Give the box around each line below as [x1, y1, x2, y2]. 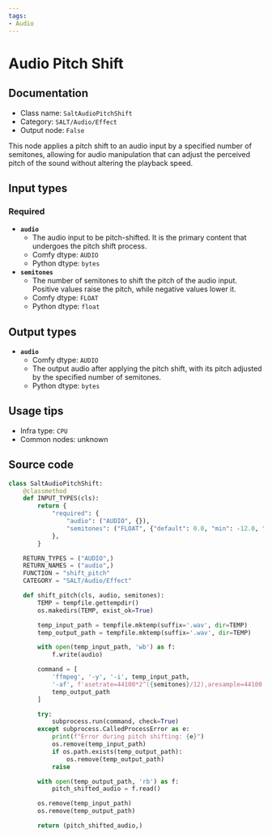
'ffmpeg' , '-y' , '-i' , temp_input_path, [51, 673, 190, 681]
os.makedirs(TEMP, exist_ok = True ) [37, 606, 154, 615]
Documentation [8, 87, 89, 100]
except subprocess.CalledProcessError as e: [37, 725, 190, 734]
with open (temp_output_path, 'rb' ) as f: [37, 777, 180, 785]
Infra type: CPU [19, 426, 68, 436]
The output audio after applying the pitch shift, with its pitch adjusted [32, 364, 262, 373]
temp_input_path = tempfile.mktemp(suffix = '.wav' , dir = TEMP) [37, 621, 249, 629]
